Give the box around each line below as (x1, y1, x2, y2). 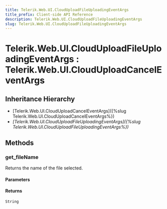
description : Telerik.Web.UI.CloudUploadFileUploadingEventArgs (5, 17, 142, 22)
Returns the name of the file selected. (5, 165, 83, 171)
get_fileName (5, 153, 39, 160)
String (5, 199, 19, 204)
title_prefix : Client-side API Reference (5, 12, 93, 17)
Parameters (5, 176, 30, 182)
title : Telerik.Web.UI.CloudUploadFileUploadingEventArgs (5, 7, 129, 13)
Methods (5, 138, 34, 147)
